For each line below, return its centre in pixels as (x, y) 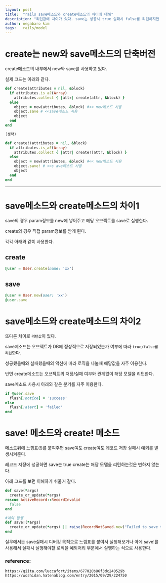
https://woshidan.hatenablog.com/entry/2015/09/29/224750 (66, 576)
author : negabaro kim (27, 23)
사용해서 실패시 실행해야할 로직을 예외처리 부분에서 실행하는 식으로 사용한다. (78, 548)
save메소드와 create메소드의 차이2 (73, 321)
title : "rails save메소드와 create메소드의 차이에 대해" (59, 14)
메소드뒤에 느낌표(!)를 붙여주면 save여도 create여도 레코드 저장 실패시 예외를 (79, 448)
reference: (18, 561)
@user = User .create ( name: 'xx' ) (40, 269)
